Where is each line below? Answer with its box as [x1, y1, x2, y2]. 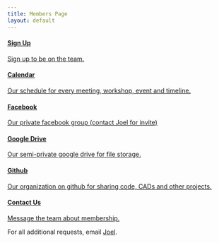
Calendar [7, 71, 35, 79]
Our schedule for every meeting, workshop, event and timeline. [7, 86, 191, 95]
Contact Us [7, 198, 41, 207]
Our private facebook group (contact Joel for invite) [7, 118, 158, 127]
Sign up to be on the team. [7, 54, 85, 63]
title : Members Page [7, 10, 69, 18]
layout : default [7, 17, 55, 24]
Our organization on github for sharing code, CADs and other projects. [7, 182, 212, 191]
